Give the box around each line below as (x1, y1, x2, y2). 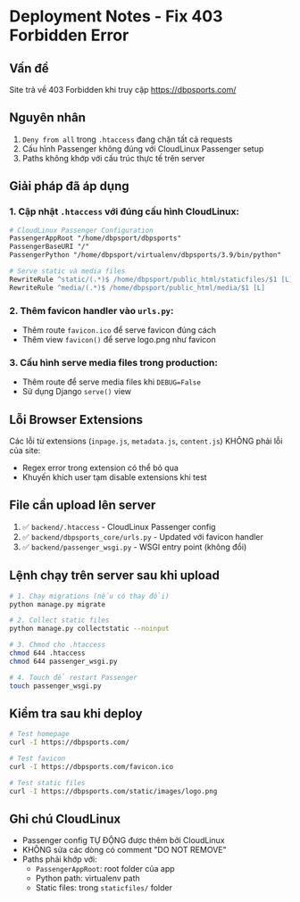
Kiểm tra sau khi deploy (9, 706, 143, 721)
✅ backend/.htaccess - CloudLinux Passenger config (21, 521, 216, 532)
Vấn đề (9, 61, 49, 76)
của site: (9, 445, 41, 456)
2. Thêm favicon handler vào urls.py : (9, 304, 174, 317)
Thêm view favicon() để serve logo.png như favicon (21, 334, 216, 344)
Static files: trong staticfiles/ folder (35, 882, 172, 893)
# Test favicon (9, 754, 66, 764)
